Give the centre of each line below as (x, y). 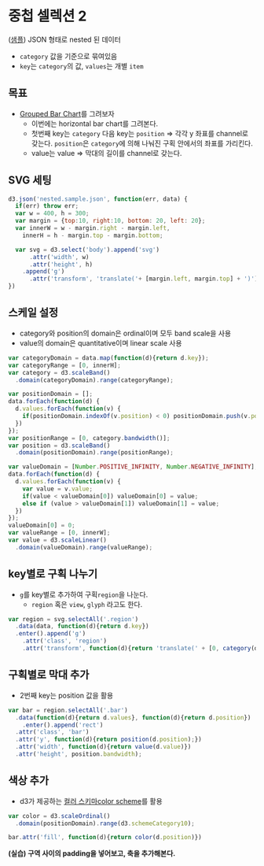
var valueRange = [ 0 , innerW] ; (59, 533)
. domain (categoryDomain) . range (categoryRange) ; (95, 380)
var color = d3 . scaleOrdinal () (59, 816)
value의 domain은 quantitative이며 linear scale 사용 (101, 342)
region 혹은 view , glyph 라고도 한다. (87, 604)
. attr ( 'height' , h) (60, 265)
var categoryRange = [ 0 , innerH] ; (65, 365)
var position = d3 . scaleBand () (59, 446)
